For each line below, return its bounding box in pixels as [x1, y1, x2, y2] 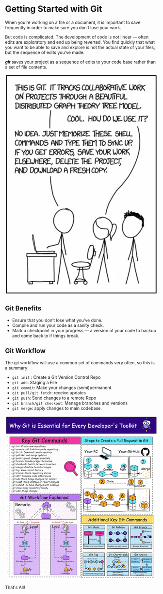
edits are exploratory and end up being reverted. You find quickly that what [5, 39, 155, 45]
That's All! [5, 584, 25, 591]
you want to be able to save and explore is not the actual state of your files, [5, 44, 155, 50]
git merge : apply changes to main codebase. [12, 405, 102, 411]
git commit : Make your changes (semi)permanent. [12, 385, 113, 390]
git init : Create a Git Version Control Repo [12, 374, 101, 380]
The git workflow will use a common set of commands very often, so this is [5, 359, 155, 365]
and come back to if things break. [12, 333, 80, 339]
